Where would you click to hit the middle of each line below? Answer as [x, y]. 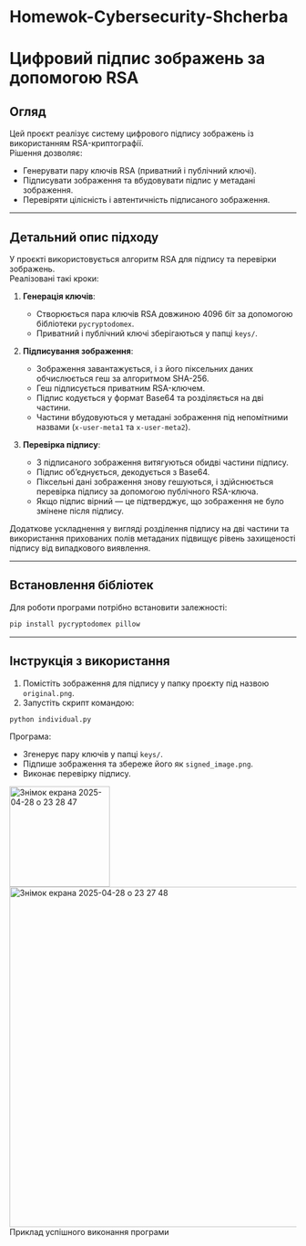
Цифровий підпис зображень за [138, 59]
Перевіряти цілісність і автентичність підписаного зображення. [146, 200]
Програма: [31, 736]
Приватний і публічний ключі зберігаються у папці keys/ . [147, 333]
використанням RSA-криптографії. [76, 143]
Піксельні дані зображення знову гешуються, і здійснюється [155, 482]
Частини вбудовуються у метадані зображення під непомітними [162, 417]
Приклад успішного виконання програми [90, 1232]
